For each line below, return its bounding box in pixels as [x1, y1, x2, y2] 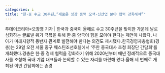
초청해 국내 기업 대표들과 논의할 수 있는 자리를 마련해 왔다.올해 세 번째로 [14, 56, 152, 62]
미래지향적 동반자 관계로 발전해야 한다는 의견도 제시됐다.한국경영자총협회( [14, 38, 156, 44]
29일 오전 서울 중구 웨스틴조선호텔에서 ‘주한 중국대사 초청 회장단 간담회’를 [15, 44, 158, 50]
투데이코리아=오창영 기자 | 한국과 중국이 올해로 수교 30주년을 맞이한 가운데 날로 [5, 25, 158, 32]
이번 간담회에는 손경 [14, 62, 53, 69]
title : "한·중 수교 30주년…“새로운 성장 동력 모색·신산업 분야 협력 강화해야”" [5, 12, 146, 17]
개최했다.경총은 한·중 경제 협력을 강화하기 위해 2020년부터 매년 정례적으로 [5, 50, 147, 56]
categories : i [5, 7, 34, 12]
